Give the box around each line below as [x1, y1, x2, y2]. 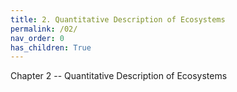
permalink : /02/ [10, 24, 78, 34]
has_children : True [10, 42, 92, 53]
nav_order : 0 [10, 33, 65, 43]
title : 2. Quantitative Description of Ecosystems [10, 14, 226, 25]
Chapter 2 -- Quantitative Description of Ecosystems [10, 70, 228, 82]
